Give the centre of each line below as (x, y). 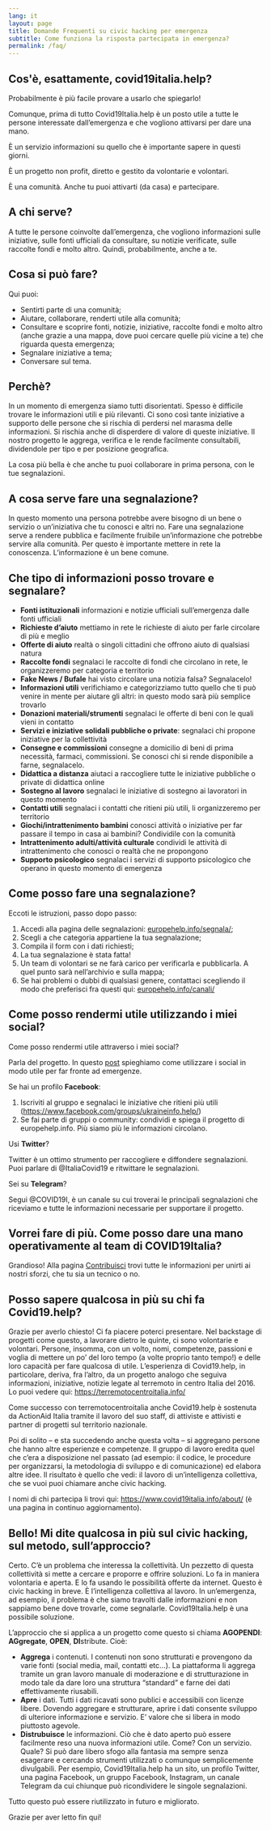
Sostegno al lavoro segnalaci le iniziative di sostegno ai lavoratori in (133, 791)
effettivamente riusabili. (59, 1692)
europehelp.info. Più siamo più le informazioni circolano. (114, 1128)
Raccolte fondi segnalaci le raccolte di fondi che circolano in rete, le (134, 662)
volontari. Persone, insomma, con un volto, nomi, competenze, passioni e (131, 1349)
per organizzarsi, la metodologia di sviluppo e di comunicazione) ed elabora (135, 1467)
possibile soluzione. (42, 1617)
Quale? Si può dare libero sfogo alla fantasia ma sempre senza (124, 1751)
